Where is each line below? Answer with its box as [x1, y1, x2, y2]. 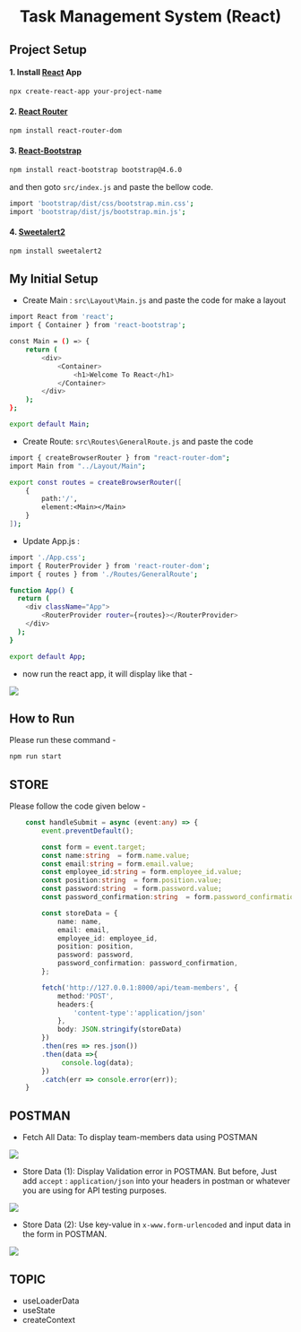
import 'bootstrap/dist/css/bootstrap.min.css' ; [9, 199, 194, 208]
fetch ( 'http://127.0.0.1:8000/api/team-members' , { [41, 983, 239, 992]
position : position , [56, 942, 134, 951]
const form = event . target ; [41, 843, 146, 852]
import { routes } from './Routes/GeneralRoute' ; [9, 569, 199, 579]
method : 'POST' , [56, 991, 115, 1000]
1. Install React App [9, 67, 82, 78]
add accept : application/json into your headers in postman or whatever [21, 1176, 291, 1187]
